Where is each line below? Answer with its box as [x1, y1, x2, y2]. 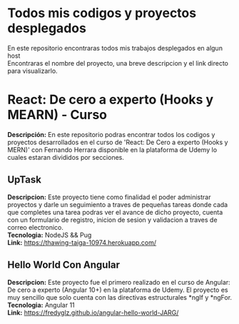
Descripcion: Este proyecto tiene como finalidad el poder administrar [7, 193, 211, 201]
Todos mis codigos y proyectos [7, 5, 197, 21]
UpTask [7, 173, 41, 186]
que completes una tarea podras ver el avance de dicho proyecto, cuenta [7, 208, 223, 216]
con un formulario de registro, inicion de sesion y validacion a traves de [7, 216, 218, 224]
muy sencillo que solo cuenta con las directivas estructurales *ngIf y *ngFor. [7, 293, 233, 301]
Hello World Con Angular [7, 259, 120, 271]
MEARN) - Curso [7, 107, 108, 123]
